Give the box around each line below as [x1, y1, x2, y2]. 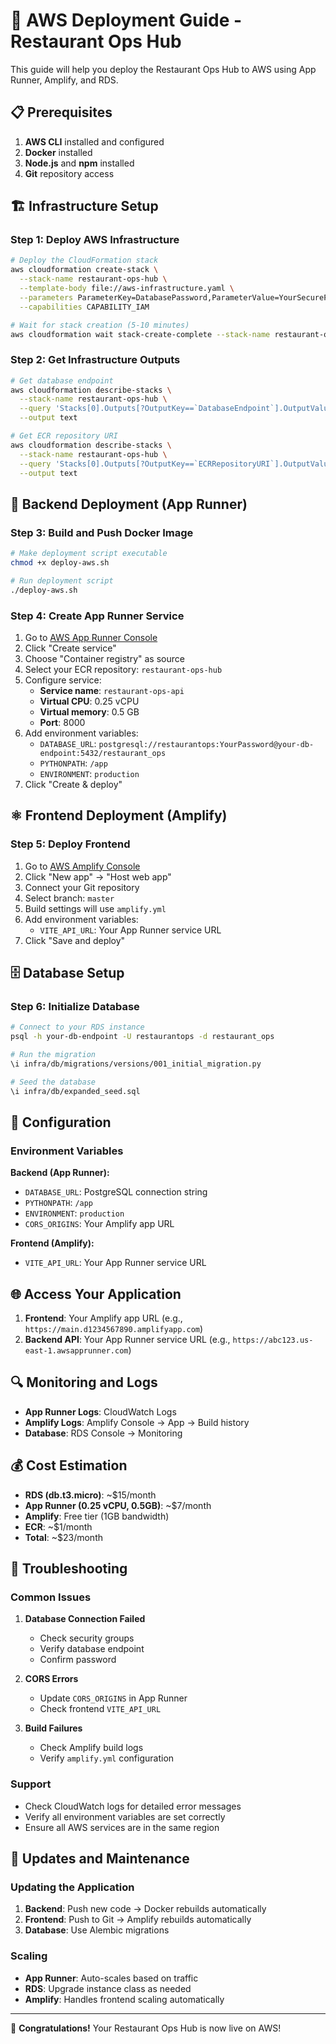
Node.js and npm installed [24, 157, 135, 169]
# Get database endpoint [10, 375, 114, 386]
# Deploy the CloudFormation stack [10, 255, 159, 266]
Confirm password [39, 1654, 117, 1666]
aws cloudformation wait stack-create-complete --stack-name [10, 329, 271, 339]
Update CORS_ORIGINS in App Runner [39, 1692, 188, 1704]
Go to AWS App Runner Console [24, 631, 158, 643]
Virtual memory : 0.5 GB [39, 705, 140, 718]
